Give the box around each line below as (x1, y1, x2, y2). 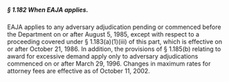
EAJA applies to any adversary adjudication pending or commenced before (7, 23, 221, 31)
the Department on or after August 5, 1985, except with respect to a (7, 30, 199, 38)
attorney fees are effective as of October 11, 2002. (7, 66, 150, 75)
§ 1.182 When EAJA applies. (7, 6, 89, 14)
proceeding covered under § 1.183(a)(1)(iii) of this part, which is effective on (7, 37, 223, 45)
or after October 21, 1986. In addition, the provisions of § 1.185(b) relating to (7, 45, 221, 53)
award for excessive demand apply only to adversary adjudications (7, 52, 199, 60)
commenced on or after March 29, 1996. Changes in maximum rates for (7, 59, 211, 68)
